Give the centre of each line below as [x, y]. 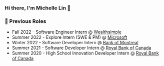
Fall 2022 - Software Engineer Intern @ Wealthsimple [67, 32]
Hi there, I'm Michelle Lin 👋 [38, 8]
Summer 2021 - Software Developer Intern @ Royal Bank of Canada [81, 48]
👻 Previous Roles [25, 21]
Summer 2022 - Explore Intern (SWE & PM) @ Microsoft [69, 37]
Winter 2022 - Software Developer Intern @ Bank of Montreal [75, 43]
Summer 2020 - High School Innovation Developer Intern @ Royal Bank [85, 53]
